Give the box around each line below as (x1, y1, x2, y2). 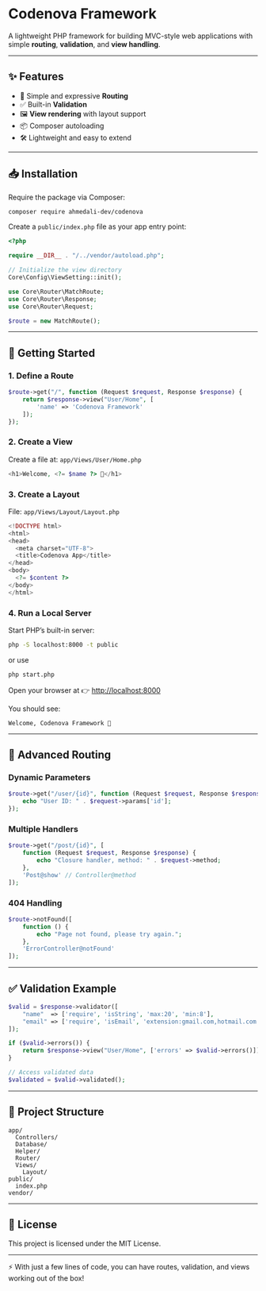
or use (8, 655, 29, 664)
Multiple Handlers (8, 824, 79, 834)
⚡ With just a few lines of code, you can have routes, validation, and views (8, 1262, 250, 1272)
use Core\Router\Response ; (8, 295, 97, 303)
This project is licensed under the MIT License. (8, 1239, 161, 1248)
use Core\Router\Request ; (8, 303, 93, 311)
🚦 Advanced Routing (8, 748, 112, 762)
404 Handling (8, 897, 63, 908)
